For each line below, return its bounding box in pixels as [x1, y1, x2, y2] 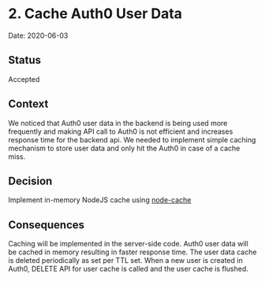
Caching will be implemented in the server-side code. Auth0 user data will [8, 239, 248, 249]
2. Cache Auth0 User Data [8, 5, 183, 23]
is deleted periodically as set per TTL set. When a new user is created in [8, 256, 243, 265]
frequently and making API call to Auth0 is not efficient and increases [8, 127, 233, 136]
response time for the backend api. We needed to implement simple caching [8, 135, 256, 144]
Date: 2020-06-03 [8, 31, 69, 40]
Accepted [8, 74, 40, 83]
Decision [8, 174, 53, 187]
